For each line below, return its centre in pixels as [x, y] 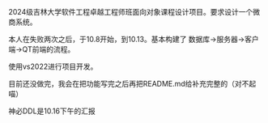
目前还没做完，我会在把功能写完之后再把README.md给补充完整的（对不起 [132, 84]
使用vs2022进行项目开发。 [53, 66]
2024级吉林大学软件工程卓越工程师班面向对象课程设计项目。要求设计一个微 [134, 12]
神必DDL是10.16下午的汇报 [52, 111]
